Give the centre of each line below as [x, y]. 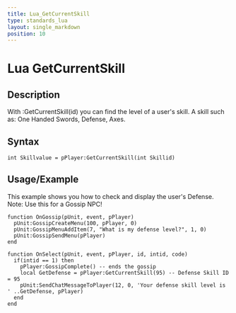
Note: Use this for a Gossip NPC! [55, 204]
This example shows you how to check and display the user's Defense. [111, 196]
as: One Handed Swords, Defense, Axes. [66, 119]
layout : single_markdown [44, 27]
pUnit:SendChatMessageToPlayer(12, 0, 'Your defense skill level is [123, 285]
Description [34, 95]
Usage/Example [43, 180]
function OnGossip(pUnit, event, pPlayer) [71, 217]
